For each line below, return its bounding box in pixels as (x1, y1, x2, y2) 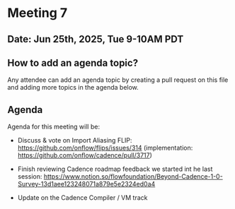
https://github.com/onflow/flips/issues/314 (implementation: (17, 143, 193, 153)
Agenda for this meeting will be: (7, 122, 101, 131)
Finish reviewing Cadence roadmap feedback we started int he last (17, 165, 213, 174)
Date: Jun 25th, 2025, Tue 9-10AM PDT (7, 33, 184, 45)
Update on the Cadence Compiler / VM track (17, 193, 148, 202)
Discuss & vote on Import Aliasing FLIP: (17, 136, 132, 145)
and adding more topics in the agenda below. (7, 83, 139, 92)
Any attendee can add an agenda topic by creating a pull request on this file (7, 76, 229, 84)
